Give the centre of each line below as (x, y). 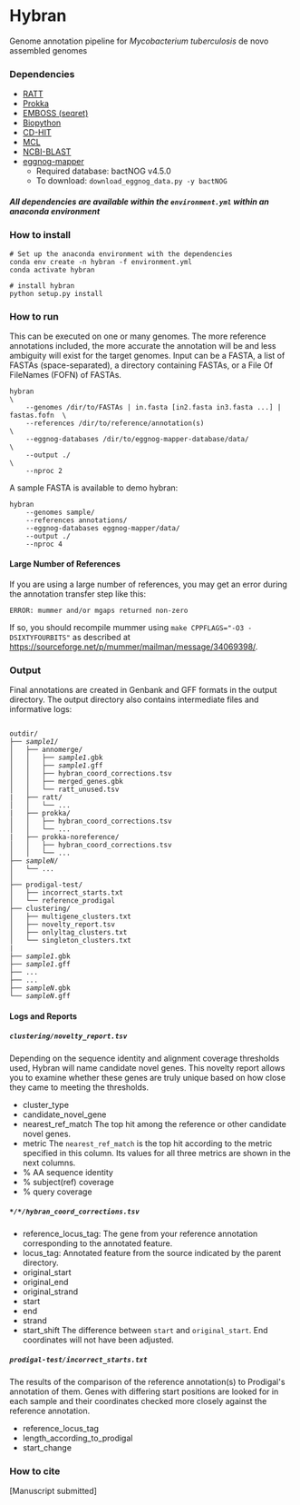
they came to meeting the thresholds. (79, 1087)
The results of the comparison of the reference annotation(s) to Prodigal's (147, 1381)
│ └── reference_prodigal (63, 901)
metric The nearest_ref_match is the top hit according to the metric (147, 1143)
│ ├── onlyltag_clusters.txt (68, 933)
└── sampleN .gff (40, 996)
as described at (102, 638)
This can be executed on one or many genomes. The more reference (138, 336)
